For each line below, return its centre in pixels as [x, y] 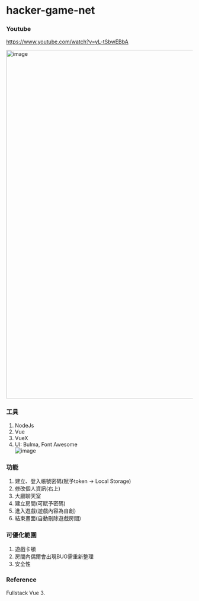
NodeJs [24, 425]
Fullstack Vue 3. [26, 593]
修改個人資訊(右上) [38, 489]
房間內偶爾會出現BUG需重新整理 [54, 556]
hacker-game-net [51, 10]
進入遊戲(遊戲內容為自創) [45, 511]
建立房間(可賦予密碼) [40, 504]
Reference [21, 580]
